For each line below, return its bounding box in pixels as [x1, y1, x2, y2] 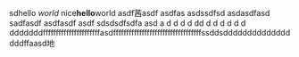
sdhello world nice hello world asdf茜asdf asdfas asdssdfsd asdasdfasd [9, 8, 270, 18]
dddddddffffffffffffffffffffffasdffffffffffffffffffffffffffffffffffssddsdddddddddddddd [9, 28, 291, 37]
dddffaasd [9, 38, 47, 48]
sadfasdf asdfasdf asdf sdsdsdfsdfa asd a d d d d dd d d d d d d [9, 18, 246, 28]
